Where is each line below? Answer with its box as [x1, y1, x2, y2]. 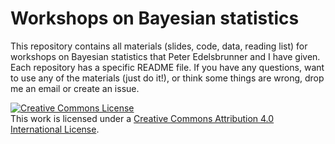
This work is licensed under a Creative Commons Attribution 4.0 [10, 112, 275, 124]
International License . [10, 123, 100, 135]
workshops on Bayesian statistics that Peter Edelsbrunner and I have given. [10, 50, 321, 62]
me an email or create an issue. [10, 82, 140, 94]
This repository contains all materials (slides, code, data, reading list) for [10, 40, 308, 52]
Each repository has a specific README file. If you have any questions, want [10, 61, 325, 73]
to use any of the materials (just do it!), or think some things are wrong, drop [10, 72, 325, 84]
